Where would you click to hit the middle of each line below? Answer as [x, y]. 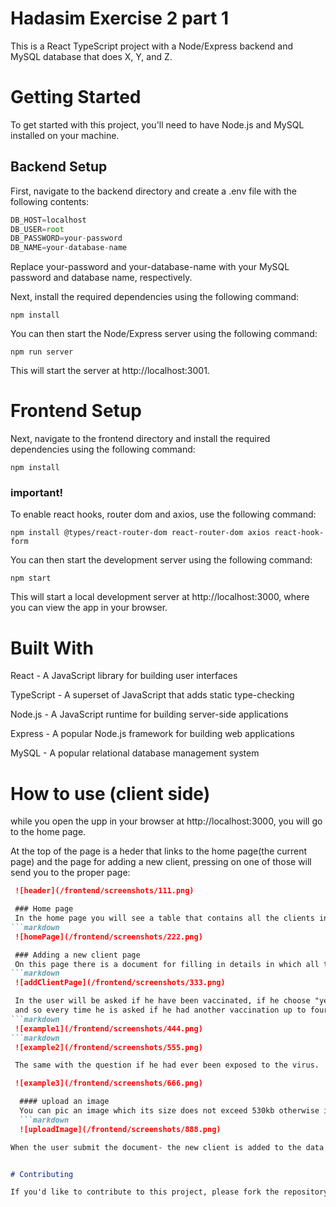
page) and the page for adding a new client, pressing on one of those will [161, 862]
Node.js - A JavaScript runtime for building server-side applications [149, 714]
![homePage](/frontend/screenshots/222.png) [108, 937]
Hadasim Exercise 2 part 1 [120, 18]
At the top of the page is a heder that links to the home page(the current [159, 851]
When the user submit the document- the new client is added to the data [167, 1147]
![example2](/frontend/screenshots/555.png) [108, 1047]
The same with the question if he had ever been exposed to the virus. [167, 1065]
